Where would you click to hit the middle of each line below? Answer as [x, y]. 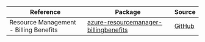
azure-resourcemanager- [125, 22]
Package [128, 12]
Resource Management [43, 22]
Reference [45, 12]
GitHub [184, 26]
